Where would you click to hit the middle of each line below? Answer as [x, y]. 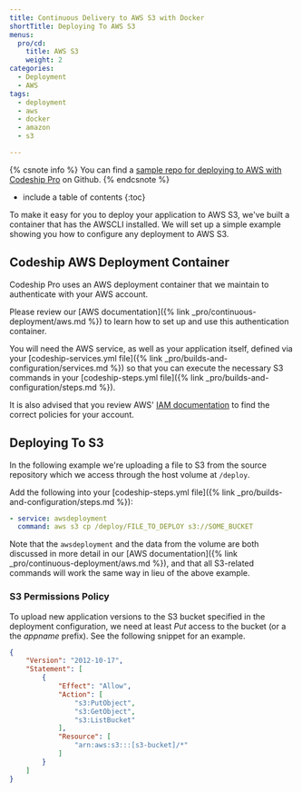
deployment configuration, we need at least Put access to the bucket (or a [148, 626]
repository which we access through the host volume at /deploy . [130, 474]
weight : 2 [44, 60]
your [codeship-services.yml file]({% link [86, 358]
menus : [22, 35]
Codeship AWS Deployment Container [119, 263]
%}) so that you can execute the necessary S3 [197, 368]
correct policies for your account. [72, 414]
